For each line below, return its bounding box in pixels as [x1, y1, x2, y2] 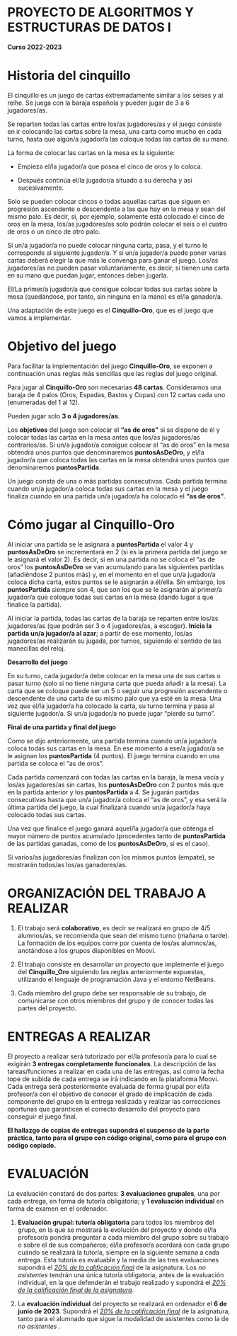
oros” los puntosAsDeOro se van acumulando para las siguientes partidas [7, 562, 224, 571]
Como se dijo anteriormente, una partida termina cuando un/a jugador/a [7, 736, 217, 745]
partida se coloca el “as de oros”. [7, 759, 104, 767]
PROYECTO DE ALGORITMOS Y [7, 4, 195, 21]
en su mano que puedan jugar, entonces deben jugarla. [7, 270, 168, 280]
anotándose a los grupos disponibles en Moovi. [17, 946, 156, 954]
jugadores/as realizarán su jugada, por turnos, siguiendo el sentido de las [7, 636, 221, 645]
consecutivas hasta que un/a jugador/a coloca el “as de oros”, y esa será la [7, 795, 227, 804]
